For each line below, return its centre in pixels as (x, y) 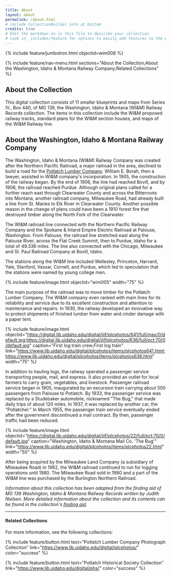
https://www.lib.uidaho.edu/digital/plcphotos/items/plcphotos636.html (79, 356)
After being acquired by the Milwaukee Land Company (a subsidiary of (79, 462)
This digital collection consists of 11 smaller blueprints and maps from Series (85, 102)
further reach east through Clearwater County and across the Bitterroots (81, 193)
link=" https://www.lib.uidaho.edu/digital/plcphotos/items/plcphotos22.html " (85, 446)
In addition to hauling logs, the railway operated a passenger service (77, 371)
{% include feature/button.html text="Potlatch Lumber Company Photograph (85, 542)
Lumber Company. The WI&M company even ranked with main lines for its (83, 297)
